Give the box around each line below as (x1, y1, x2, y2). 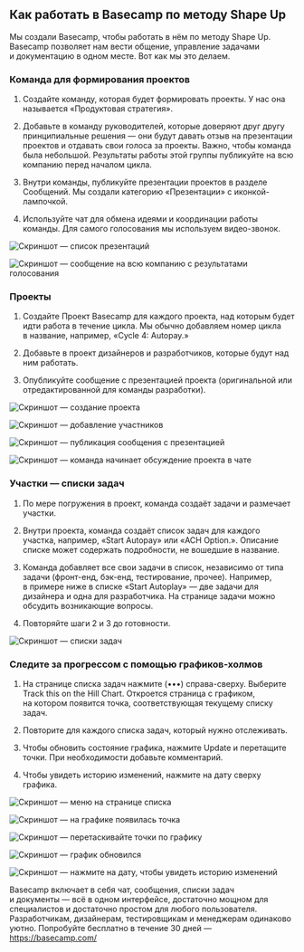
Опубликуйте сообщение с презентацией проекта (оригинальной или (22, 375, 292, 386)
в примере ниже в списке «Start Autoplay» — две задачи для (22, 581, 260, 592)
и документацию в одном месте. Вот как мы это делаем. (9, 50, 231, 62)
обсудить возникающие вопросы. (22, 600, 154, 611)
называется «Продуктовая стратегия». (22, 103, 174, 114)
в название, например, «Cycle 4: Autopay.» (22, 330, 189, 341)
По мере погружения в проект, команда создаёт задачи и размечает (22, 498, 291, 509)
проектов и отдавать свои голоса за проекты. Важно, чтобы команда (22, 140, 291, 151)
